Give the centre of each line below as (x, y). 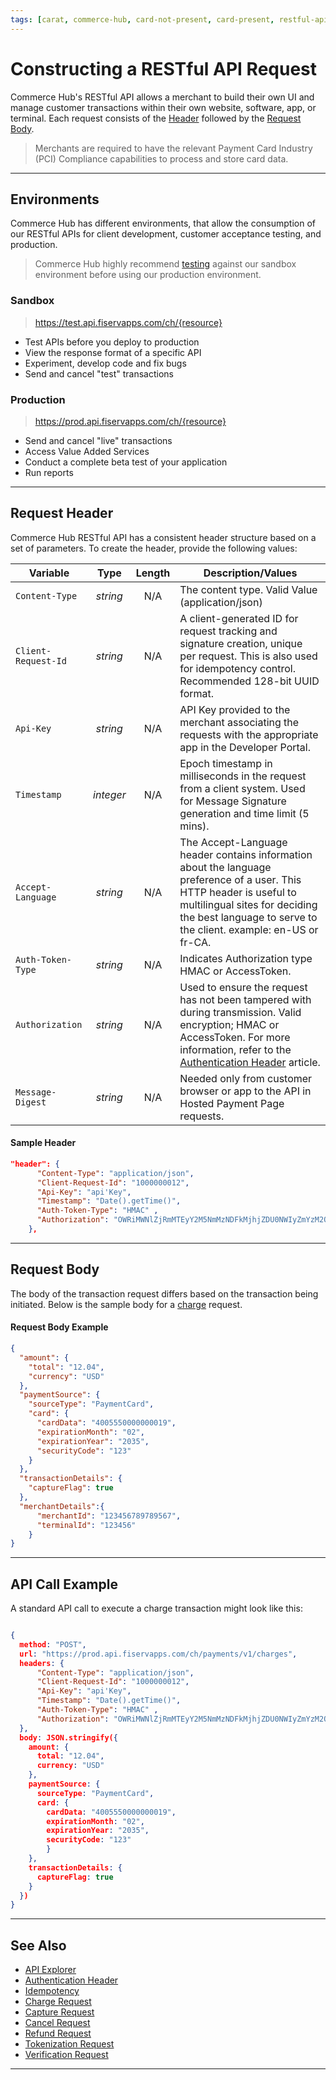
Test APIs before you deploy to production (112, 342)
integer (110, 794)
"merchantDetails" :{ (62, 1506)
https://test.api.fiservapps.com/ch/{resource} (128, 322)
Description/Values (250, 573)
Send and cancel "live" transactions (98, 440)
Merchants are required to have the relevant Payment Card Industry (173, 148)
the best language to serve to (248, 917)
